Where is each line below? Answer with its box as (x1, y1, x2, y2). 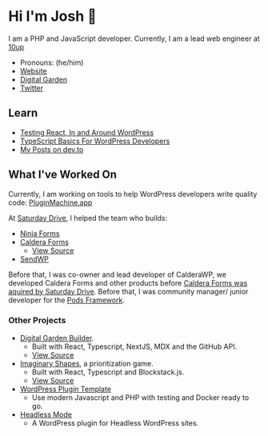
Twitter (19, 83, 44, 93)
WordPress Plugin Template (19, 384, 112, 394)
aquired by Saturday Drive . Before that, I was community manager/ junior (8, 286, 249, 296)
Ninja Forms (19, 228, 60, 238)
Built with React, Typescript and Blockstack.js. (31, 367, 185, 377)
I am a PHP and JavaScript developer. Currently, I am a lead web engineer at (8, 34, 260, 43)
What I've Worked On (8, 168, 118, 182)
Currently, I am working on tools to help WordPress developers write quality (8, 189, 258, 198)
